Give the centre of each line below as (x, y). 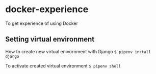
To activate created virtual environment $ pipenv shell (63, 66)
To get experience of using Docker (42, 23)
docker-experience (47, 9)
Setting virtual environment (50, 39)
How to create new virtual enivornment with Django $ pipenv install (78, 51)
